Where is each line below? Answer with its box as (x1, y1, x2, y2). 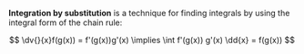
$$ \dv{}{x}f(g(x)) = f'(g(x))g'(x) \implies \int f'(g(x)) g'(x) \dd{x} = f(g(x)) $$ (8, 35, 296, 45)
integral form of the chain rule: (8, 17, 123, 28)
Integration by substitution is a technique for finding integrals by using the (8, 8, 290, 18)
